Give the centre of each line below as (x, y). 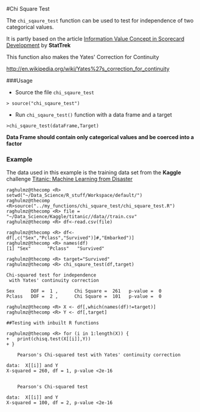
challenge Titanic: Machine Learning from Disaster (70, 179)
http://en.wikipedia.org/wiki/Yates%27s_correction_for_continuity (88, 69)
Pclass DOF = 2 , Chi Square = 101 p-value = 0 (84, 297)
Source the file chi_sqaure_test (54, 92)
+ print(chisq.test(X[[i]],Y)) (49, 339)
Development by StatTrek (39, 45)
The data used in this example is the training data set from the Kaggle (94, 173)
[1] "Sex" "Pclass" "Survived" (55, 249)
